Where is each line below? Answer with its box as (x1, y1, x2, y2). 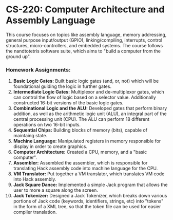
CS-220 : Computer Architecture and (6, 4, 165, 15)
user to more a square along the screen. (13, 187, 98, 193)
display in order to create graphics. (13, 143, 88, 150)
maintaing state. (13, 133, 48, 139)
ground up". (6, 53, 31, 60)
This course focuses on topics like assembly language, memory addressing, (6, 31, 167, 38)
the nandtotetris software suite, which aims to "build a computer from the (6, 48, 161, 54)
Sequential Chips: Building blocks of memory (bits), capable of (13, 127, 148, 133)
